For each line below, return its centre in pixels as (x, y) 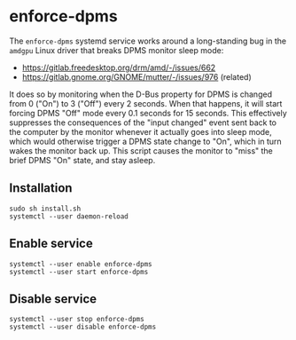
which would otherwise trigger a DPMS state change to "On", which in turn (145, 141)
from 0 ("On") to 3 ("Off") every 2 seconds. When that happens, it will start (146, 103)
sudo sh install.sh (45, 209)
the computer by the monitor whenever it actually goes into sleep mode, (140, 131)
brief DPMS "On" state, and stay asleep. (82, 160)
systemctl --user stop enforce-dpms (77, 320)
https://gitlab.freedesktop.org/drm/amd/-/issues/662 (119, 67)
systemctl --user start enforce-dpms (79, 272)
